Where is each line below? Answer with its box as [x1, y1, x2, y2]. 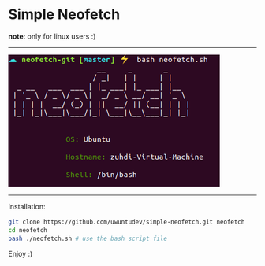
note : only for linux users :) [8, 31, 96, 41]
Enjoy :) [8, 249, 33, 258]
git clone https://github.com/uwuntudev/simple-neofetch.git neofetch [8, 218, 245, 226]
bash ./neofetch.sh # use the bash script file [8, 235, 168, 242]
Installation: [8, 201, 46, 211]
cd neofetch [8, 226, 47, 234]
